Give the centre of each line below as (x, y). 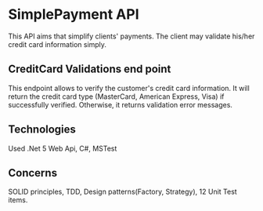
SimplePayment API (74, 15)
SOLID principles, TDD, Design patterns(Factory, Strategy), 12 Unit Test (122, 192)
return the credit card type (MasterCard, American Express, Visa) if (116, 96)
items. (18, 200)
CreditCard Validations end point (90, 69)
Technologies (42, 130)
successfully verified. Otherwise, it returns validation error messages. (121, 104)
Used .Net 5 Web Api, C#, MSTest (63, 148)
